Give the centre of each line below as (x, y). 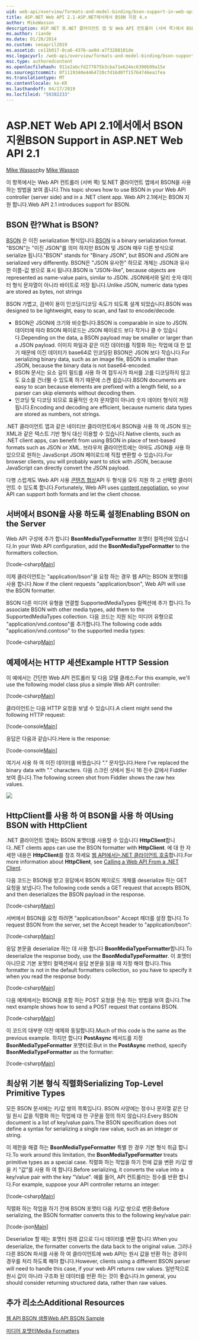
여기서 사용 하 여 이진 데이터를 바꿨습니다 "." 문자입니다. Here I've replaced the (97, 763)
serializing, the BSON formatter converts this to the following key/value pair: (99, 1215)
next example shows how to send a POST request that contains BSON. (92, 1006)
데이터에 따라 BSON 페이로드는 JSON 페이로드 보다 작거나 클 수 (88, 330)
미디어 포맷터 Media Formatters (43, 1331)
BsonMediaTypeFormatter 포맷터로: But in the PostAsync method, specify (97, 1045)
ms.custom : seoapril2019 (37, 45)
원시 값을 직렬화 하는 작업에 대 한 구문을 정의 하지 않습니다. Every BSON (95, 1116)
